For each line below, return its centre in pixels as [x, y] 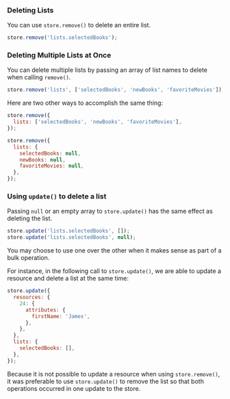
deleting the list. [30, 218]
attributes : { [46, 310]
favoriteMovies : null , [52, 166]
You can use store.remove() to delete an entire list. [79, 25]
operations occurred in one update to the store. [74, 388]
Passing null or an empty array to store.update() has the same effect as [110, 211]
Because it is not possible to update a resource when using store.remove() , [114, 374]
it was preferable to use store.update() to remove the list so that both [105, 381]
